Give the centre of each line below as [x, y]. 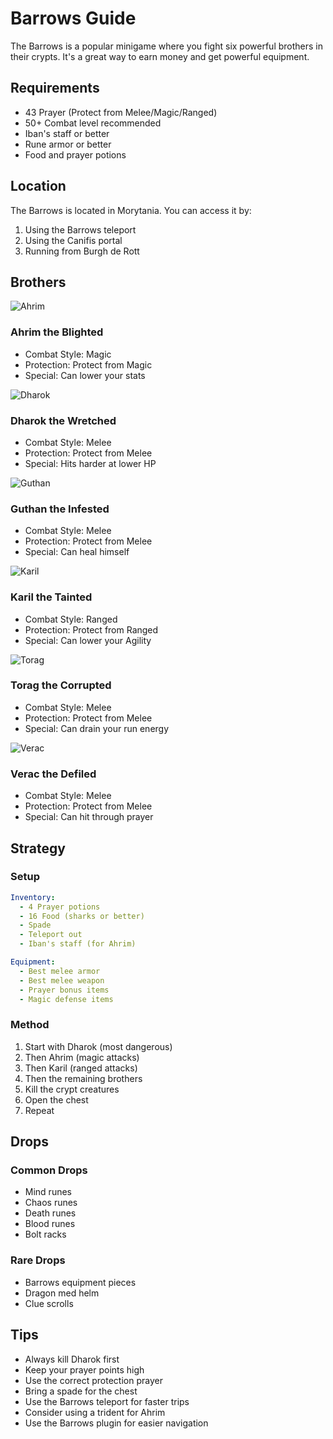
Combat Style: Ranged [71, 619]
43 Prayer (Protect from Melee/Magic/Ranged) [121, 112]
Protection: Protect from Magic [88, 364]
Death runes [50, 1213]
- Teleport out [51, 935]
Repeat [39, 1110]
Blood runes [50, 1224]
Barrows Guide [73, 18]
